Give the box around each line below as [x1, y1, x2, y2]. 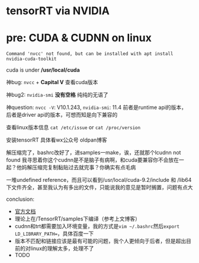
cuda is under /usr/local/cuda [6, 66, 80, 73]
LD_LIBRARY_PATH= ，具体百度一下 [14, 230, 94, 238]
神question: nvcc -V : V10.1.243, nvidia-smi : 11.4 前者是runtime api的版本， [6, 104, 187, 111]
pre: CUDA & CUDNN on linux [6, 31, 152, 45]
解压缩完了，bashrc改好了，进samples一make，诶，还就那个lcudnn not [6, 149, 181, 156]
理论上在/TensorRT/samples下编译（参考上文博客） [14, 215, 140, 223]
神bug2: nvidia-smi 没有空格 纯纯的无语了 [6, 91, 108, 98]
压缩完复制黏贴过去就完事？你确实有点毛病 [31, 164, 136, 171]
